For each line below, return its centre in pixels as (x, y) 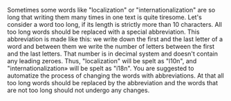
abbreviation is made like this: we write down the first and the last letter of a (115, 39)
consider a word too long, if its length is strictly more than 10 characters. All (115, 24)
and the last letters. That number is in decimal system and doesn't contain (112, 54)
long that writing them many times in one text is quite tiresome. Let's (104, 17)
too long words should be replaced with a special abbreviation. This (103, 32)
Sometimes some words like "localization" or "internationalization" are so (111, 10)
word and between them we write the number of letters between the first (111, 46)
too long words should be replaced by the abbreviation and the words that (113, 83)
